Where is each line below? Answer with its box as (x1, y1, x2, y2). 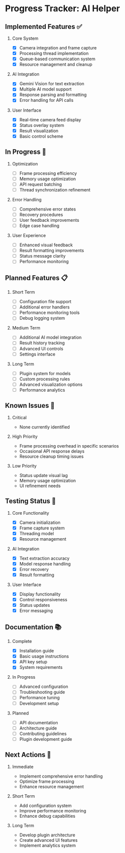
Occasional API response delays (19, 448, 84, 454)
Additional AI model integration (19, 334, 82, 340)
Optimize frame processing (19, 778, 74, 784)
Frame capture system (19, 525, 65, 531)
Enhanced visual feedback (19, 242, 73, 248)
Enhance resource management (19, 783, 84, 789)
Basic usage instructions (19, 653, 69, 659)
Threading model (19, 530, 54, 536)
